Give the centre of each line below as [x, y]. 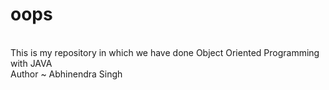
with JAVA [31, 63]
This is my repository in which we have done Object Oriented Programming [165, 52]
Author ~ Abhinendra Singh [66, 74]
